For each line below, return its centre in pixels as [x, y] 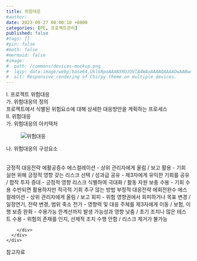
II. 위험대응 [18, 116]
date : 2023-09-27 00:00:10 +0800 [47, 22]
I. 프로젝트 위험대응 [28, 94]
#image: [16, 60]
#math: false [22, 50]
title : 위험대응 [23, 11]
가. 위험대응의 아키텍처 [32, 124]
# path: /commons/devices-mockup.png [53, 66]
